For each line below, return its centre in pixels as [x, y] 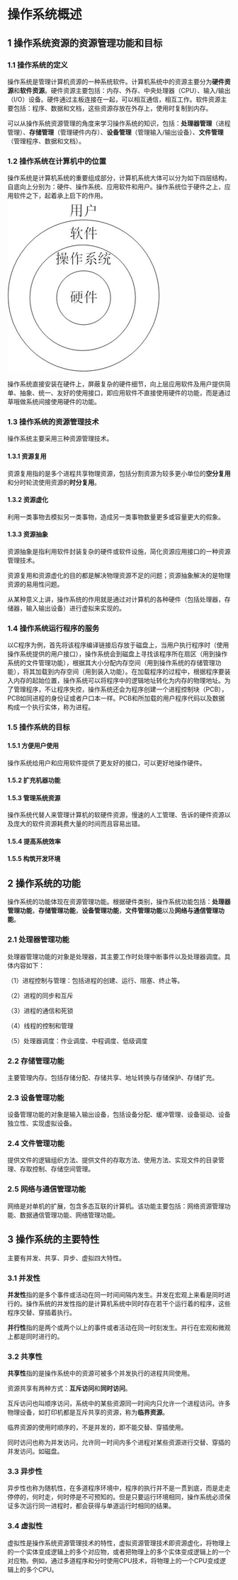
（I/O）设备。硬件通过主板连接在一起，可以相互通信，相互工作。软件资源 [114, 99]
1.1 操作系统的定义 [38, 65]
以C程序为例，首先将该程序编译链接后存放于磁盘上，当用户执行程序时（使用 [118, 645]
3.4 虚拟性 [25, 1526]
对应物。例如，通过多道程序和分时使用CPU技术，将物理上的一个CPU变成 [114, 1560]
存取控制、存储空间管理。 [57, 1169]
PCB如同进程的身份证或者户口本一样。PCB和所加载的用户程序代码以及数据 [116, 699]
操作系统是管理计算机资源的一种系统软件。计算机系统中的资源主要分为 [110, 82]
